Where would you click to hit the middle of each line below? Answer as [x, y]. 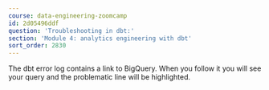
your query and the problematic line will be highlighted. [100, 77]
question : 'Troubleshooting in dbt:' [71, 31]
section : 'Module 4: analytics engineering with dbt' [100, 38]
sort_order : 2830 [37, 46]
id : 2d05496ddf [34, 23]
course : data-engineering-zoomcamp [68, 16]
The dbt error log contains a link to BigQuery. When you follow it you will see [135, 68]
